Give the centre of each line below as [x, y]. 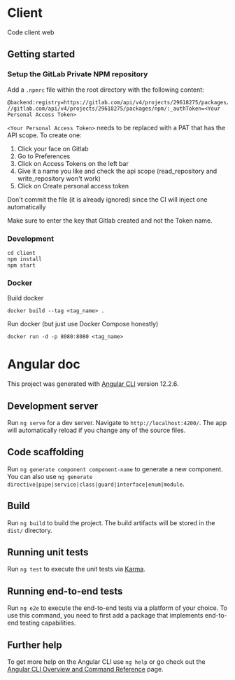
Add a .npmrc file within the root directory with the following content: [106, 90]
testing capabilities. [48, 623]
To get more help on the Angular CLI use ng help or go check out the [106, 662]
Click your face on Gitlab [53, 148]
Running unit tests [48, 552]
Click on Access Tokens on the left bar [73, 163]
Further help [35, 645]
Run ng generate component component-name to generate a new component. [115, 469]
